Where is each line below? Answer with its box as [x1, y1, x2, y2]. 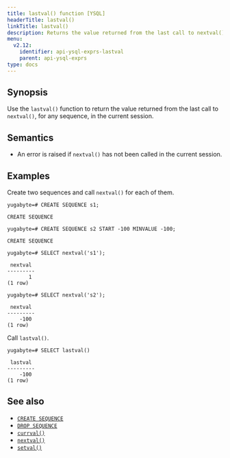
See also [7, 396, 44, 407]
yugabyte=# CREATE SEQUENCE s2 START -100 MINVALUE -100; [7, 226, 176, 233]
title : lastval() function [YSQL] [7, 10, 106, 17]
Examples [7, 170, 50, 182]
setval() [16, 444, 42, 451]
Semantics [7, 132, 54, 144]
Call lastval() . [7, 334, 49, 342]
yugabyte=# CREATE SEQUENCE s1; [7, 202, 99, 209]
